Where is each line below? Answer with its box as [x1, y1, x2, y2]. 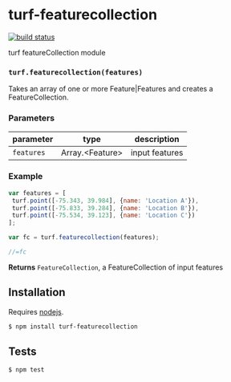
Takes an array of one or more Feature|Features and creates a [8, 84, 214, 94]
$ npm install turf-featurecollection [8, 323, 138, 331]
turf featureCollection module [8, 47, 106, 57]
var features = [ [8, 189, 67, 197]
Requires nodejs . [8, 307, 64, 316]
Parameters [8, 112, 55, 124]
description [134, 133, 180, 144]
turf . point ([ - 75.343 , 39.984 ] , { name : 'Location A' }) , [11, 197, 199, 205]
